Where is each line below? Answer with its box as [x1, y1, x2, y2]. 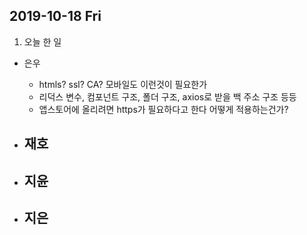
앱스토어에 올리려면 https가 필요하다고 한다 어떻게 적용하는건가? [38, 103, 289, 115]
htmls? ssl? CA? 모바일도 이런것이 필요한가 [38, 78, 208, 90]
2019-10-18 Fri [9, 8, 102, 25]
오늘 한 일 [23, 35, 62, 48]
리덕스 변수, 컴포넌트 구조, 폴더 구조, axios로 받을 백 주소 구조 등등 [38, 90, 297, 103]
